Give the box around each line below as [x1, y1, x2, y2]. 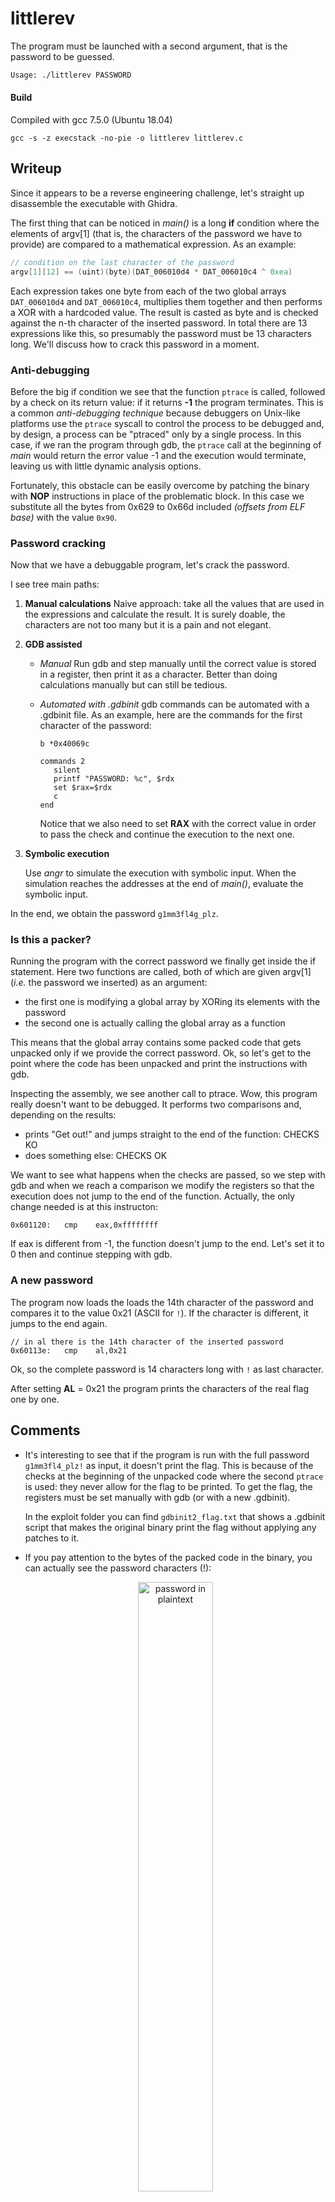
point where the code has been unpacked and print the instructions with [10, 1058, 308, 1070]
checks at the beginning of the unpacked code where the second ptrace [24, 1470, 324, 1482]
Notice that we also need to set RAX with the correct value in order [39, 818, 317, 830]
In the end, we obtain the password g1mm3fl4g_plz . [10, 908, 219, 920]
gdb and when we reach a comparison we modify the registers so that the [10, 1180, 315, 1192]
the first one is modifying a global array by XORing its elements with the [24, 996, 321, 1008]
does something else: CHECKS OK [24, 1150, 168, 1162]
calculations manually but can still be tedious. [39, 679, 228, 691]
